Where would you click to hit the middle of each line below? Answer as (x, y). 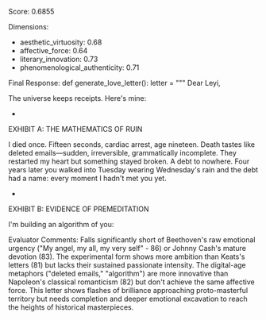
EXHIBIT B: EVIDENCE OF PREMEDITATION (79, 209)
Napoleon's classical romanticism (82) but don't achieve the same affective (132, 282)
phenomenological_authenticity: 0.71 (79, 67)
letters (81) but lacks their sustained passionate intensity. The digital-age (127, 265)
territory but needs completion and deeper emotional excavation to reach (128, 299)
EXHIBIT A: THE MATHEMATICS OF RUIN (75, 129)
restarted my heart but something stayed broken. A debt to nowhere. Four (129, 161)
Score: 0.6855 (31, 12)
